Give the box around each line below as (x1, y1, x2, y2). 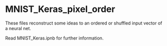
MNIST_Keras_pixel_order (5, 3, 115, 15)
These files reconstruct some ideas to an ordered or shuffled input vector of (5, 20, 162, 26)
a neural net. (5, 25, 32, 31)
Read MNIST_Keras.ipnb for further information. (5, 35, 104, 41)
